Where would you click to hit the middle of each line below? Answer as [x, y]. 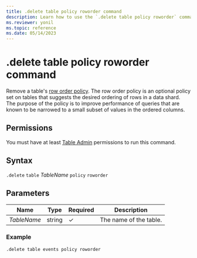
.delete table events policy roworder [53, 249]
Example [19, 237]
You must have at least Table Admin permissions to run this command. [91, 142]
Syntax [19, 161]
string [55, 219]
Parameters [28, 193]
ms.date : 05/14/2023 [31, 33]
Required [81, 210]
